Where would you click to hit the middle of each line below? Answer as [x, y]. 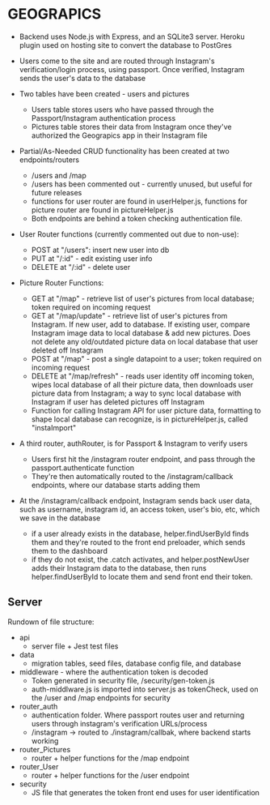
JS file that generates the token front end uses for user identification [146, 792]
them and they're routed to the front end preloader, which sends [138, 542]
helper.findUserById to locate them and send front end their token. [142, 576]
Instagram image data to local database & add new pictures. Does [141, 332]
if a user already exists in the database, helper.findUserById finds [140, 533]
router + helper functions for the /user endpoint [110, 775]
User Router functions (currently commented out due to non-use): [129, 234]
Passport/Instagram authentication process [103, 118]
